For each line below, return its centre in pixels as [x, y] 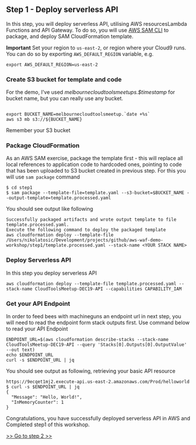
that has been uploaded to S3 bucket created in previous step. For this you [96, 171]
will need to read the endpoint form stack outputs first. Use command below [98, 323]
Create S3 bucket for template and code [64, 79]
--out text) [20, 350]
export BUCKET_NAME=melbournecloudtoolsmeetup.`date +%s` [78, 114]
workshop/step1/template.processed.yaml [56, 245]
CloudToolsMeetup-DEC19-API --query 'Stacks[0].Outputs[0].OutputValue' [97, 345]
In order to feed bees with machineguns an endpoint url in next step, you [94, 316]
